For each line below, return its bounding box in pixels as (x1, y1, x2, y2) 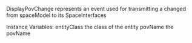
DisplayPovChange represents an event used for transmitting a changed (6, 5, 187, 12)
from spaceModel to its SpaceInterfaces (6, 12, 107, 19)
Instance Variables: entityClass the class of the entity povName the (6, 24, 174, 30)
